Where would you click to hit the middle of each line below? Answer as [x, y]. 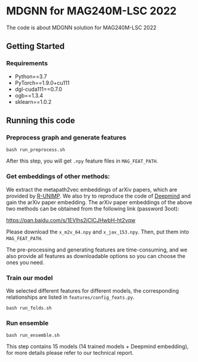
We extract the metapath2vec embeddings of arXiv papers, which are [92, 189]
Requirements [27, 63]
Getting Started [35, 46]
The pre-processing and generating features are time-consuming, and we [97, 250]
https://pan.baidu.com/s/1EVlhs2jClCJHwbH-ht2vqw [71, 220]
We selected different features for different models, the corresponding [92, 290]
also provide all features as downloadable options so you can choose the [96, 256]
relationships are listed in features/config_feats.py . [70, 297]
